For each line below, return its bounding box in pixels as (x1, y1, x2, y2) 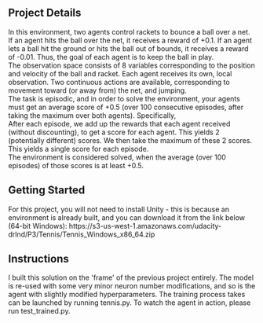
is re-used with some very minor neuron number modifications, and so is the (8, 281, 256, 291)
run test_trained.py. (8, 306, 71, 316)
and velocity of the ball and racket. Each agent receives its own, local (8, 68, 232, 78)
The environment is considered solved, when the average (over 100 (8, 152, 226, 162)
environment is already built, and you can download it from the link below (8, 212, 246, 222)
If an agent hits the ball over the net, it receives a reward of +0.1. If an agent (8, 35, 253, 45)
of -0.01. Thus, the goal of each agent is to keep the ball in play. (8, 52, 214, 61)
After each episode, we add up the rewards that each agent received (8, 119, 231, 128)
